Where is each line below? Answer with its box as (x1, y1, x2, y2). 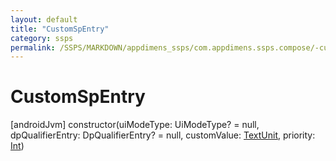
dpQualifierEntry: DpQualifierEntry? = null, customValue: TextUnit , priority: (10, 129, 316, 141)
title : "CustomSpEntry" (10, 24, 110, 34)
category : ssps (10, 33, 74, 43)
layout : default (10, 14, 78, 25)
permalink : (10, 42, 56, 53)
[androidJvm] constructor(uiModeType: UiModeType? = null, (10, 119, 260, 131)
